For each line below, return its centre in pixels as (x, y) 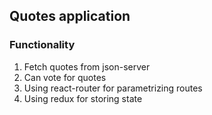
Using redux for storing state (83, 98)
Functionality (42, 45)
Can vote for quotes (65, 77)
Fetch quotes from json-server (87, 66)
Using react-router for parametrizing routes (113, 88)
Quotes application (70, 16)
